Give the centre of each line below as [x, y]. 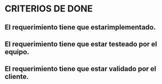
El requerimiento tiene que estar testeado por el [81, 44]
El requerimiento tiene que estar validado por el [80, 69]
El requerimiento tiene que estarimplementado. [80, 27]
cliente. [17, 77]
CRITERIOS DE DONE [49, 9]
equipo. [17, 52]
